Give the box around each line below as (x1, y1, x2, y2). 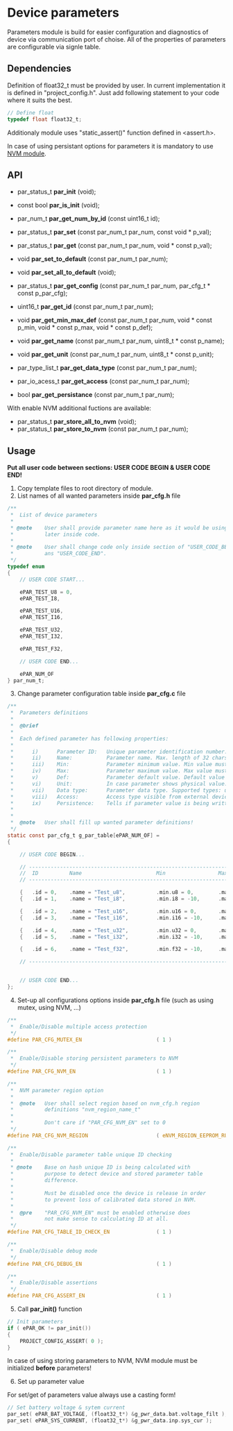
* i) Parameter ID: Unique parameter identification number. (10, 748, 228, 755)
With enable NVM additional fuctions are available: (7, 404, 151, 412)
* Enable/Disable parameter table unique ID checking (10, 1151, 172, 1158)
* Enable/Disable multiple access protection (10, 1023, 148, 1030)
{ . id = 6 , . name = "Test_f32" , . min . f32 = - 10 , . (19, 946, 222, 953)
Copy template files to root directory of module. (17, 484, 154, 493)
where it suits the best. (7, 96, 73, 104)
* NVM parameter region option (10, 1087, 104, 1094)
